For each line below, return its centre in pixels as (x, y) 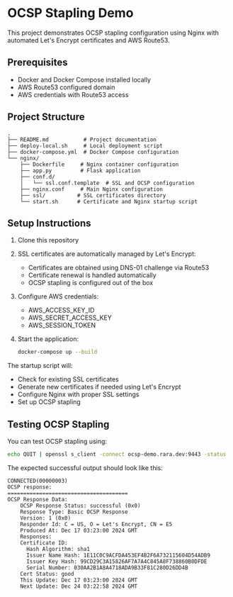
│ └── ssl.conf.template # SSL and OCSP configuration (107, 183)
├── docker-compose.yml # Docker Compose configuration (93, 152)
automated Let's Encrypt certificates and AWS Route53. (89, 40)
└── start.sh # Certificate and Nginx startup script (109, 201)
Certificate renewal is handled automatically (92, 275)
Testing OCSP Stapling (58, 424)
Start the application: (48, 339)
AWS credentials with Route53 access (73, 94)
